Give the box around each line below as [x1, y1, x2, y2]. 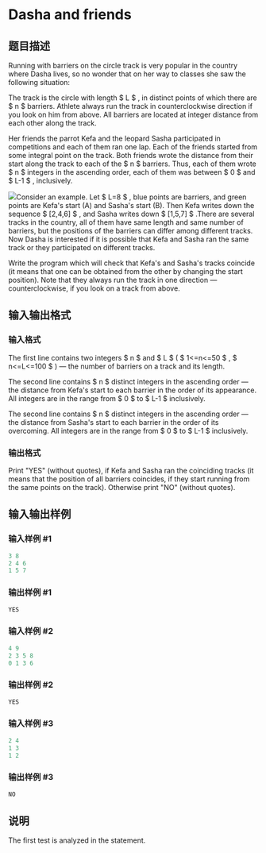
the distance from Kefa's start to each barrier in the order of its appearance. [8, 385, 257, 395]
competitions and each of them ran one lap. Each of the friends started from [8, 142, 258, 152]
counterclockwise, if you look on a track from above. [8, 284, 180, 293]
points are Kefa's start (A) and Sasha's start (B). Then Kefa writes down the [8, 201, 255, 210]
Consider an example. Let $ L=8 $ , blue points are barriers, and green [16, 192, 247, 202]
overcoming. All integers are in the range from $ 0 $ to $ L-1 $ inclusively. [8, 426, 249, 435]
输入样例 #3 [8, 718, 54, 729]
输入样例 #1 [8, 534, 52, 545]
